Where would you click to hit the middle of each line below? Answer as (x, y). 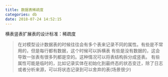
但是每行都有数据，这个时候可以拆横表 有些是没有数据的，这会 (95, 51)
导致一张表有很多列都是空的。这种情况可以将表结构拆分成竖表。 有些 (89, 57)
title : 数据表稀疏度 (24, 10)
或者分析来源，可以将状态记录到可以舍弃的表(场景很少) (74, 69)
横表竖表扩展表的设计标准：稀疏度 (40, 34)
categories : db (21, 14)
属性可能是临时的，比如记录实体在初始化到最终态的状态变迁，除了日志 (90, 63)
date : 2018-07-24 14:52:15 (33, 19)
